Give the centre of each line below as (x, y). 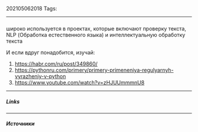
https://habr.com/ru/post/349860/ (56, 63)
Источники (20, 124)
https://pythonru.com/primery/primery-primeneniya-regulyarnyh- (94, 70)
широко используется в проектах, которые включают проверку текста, (96, 28)
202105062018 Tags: (32, 9)
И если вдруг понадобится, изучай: (51, 52)
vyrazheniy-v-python (40, 76)
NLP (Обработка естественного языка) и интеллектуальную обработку (96, 35)
